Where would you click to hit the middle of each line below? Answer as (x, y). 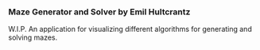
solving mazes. (33, 37)
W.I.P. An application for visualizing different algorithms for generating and (130, 29)
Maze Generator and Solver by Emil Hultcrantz (99, 12)
